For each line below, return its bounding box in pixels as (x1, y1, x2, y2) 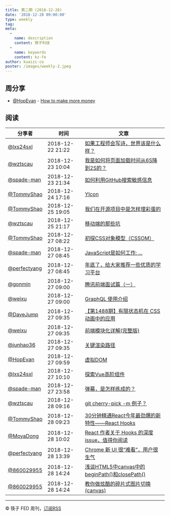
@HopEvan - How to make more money (12, 97, 96, 104)
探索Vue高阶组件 (84, 371, 125, 378)
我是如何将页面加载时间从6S (84, 156, 153, 164)
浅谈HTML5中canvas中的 (84, 463, 145, 470)
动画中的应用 (84, 315, 115, 322)
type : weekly (5, 17, 33, 22)
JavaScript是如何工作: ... (84, 249, 143, 256)
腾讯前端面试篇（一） (84, 281, 136, 288)
